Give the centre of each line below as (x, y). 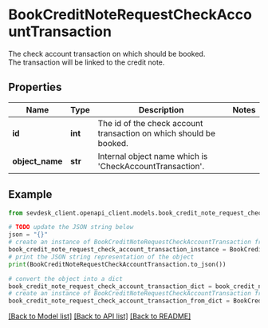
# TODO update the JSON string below (71, 227)
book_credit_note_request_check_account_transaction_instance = (117, 250)
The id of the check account (150, 123)
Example (30, 194)
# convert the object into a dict (66, 279)
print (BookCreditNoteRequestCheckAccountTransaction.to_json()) (117, 264)
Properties (35, 87)
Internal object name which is (153, 156)
